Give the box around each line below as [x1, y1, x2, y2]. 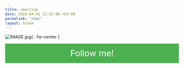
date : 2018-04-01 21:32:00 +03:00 [5, 12, 76, 17]
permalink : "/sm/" [5, 16, 43, 21]
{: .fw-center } [31, 34, 60, 40]
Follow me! [70, 48, 114, 59]
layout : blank [5, 20, 34, 26]
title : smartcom [5, 7, 38, 12]
